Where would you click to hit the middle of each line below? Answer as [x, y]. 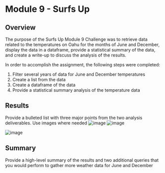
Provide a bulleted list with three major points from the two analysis [74, 117]
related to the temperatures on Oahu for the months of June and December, [82, 45]
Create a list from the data [39, 80]
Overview [21, 28]
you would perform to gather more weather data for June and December [79, 165]
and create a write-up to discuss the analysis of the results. [66, 55]
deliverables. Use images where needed [46, 123]
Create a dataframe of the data [44, 85]
